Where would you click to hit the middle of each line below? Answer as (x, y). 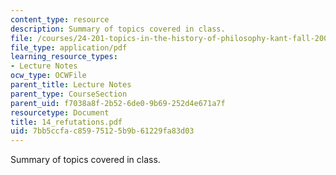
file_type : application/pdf (69, 47)
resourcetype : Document (60, 112)
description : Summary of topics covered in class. (118, 29)
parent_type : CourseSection (69, 94)
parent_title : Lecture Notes (71, 85)
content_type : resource (60, 19)
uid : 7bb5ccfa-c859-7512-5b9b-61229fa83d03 (102, 131)
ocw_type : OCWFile (48, 76)
